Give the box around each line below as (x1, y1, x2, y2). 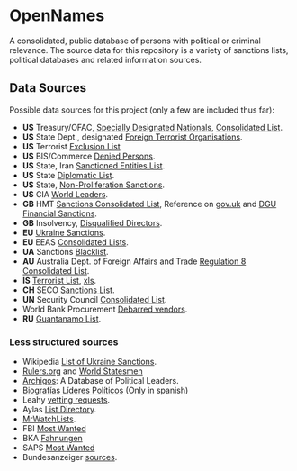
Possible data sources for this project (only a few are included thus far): (9, 104, 275, 115)
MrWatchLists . (22, 413, 76, 424)
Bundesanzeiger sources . (22, 452, 118, 463)
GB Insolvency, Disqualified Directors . (22, 217, 163, 228)
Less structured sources (9, 335, 119, 348)
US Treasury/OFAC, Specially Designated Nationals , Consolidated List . (22, 122, 283, 132)
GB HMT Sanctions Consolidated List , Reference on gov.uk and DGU (22, 198, 277, 209)
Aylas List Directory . (22, 404, 97, 415)
